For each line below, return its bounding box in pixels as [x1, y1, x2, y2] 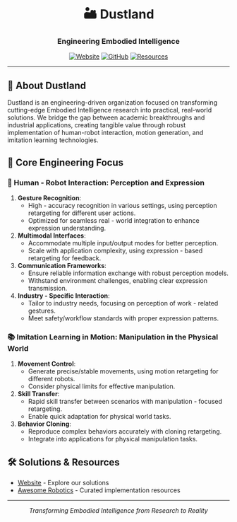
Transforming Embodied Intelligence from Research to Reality [29, 506, 208, 515]
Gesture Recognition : [17, 193, 82, 202]
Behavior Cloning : [17, 419, 72, 429]
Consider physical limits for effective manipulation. [28, 382, 176, 390]
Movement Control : [17, 359, 76, 369]
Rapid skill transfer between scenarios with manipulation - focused [28, 398, 223, 406]
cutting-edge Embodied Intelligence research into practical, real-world [7, 106, 212, 115]
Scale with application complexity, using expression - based [28, 246, 203, 255]
